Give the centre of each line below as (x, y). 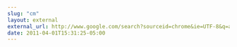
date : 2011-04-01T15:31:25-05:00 (56, 33)
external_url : (28, 26)
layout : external (33, 20)
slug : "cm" (23, 13)
